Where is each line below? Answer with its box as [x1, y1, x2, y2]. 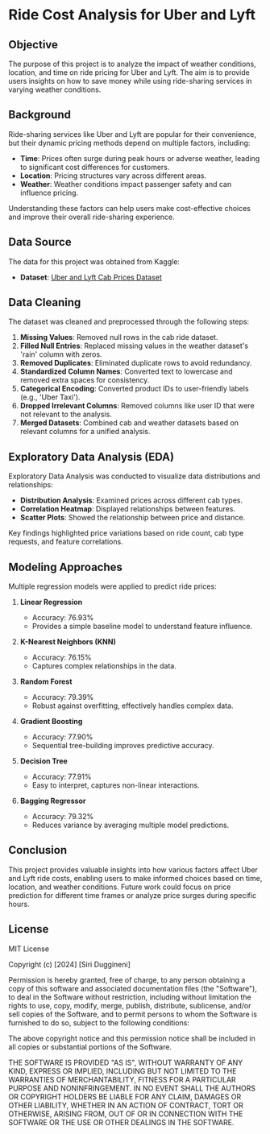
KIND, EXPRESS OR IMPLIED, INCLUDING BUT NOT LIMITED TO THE [8, 1066, 237, 1076]
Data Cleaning [8, 296, 81, 309]
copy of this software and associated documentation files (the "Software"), [8, 983, 258, 993]
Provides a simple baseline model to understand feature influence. [31, 622, 252, 631]
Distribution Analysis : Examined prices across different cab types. [19, 495, 243, 505]
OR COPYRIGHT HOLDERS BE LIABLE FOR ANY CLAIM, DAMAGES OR [8, 1091, 242, 1101]
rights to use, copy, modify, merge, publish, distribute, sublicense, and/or [8, 1000, 251, 1010]
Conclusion [8, 843, 68, 857]
